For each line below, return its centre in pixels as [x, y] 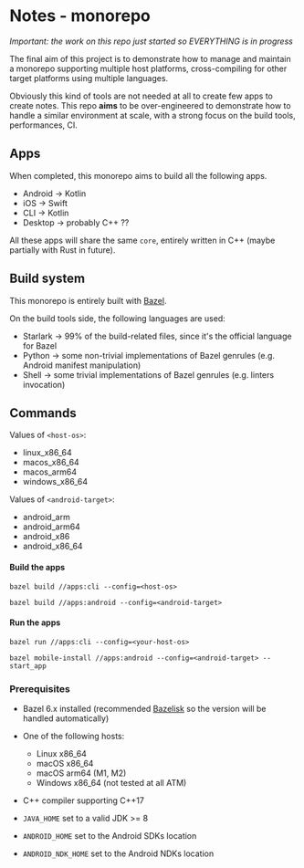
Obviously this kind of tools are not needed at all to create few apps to [142, 96]
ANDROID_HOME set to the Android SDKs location [110, 836]
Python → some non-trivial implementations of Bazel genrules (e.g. [149, 355]
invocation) [44, 384]
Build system [47, 279]
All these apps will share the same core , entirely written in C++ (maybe [142, 240]
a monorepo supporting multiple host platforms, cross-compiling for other [148, 68]
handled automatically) [66, 718]
